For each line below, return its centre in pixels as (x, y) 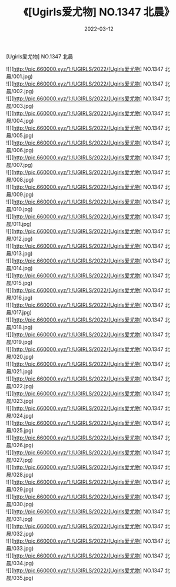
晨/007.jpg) (20, 165)
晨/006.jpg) (20, 150)
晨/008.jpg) (20, 179)
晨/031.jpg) (19, 519)
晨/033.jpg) (20, 548)
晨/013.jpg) (19, 253)
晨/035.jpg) (20, 578)
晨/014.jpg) (19, 268)
